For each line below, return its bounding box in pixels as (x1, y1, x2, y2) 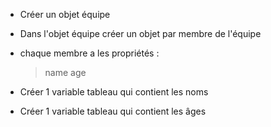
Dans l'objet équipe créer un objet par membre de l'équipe (19, 28, 262, 39)
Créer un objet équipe (19, 9, 111, 20)
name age (44, 67, 87, 78)
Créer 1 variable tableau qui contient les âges (19, 105, 207, 117)
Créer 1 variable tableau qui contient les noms (19, 86, 209, 98)
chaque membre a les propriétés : (19, 47, 160, 59)
